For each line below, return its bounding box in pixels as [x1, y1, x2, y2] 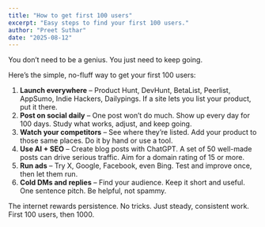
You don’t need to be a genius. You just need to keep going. [8, 55, 203, 65]
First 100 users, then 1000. [8, 210, 95, 219]
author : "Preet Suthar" [8, 26, 87, 34]
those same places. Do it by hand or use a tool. [19, 136, 173, 146]
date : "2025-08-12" [8, 33, 73, 42]
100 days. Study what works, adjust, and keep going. [19, 119, 192, 128]
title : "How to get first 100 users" [8, 11, 133, 20]
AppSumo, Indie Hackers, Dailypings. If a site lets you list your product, [19, 94, 252, 103]
